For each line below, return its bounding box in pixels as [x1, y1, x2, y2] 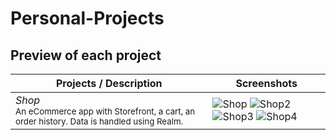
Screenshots [235, 77, 298, 90]
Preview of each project [10, 47, 162, 64]
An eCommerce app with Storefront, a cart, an [15, 106, 196, 117]
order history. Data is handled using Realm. [15, 116, 184, 127]
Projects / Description [55, 77, 163, 90]
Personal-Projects [10, 7, 165, 30]
